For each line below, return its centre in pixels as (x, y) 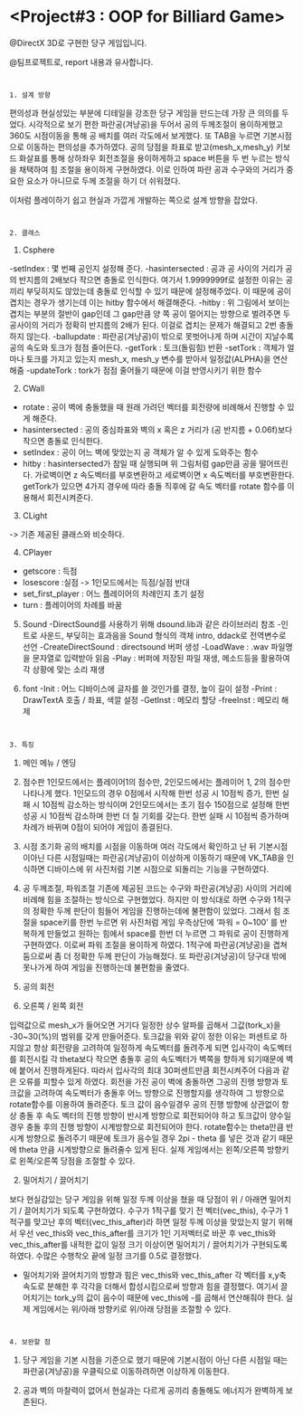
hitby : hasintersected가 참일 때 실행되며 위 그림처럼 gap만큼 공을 (140, 464)
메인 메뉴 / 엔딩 (49, 763)
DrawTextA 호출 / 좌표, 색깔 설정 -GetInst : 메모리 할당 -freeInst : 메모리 (151, 700)
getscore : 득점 (50, 571)
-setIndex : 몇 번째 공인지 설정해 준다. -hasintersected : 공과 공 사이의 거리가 (146, 269)
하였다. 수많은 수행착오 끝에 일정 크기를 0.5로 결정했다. (105, 1256)
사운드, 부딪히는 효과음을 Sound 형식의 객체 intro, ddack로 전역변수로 (163, 636)
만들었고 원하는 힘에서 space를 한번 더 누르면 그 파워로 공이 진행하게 (168, 933)
